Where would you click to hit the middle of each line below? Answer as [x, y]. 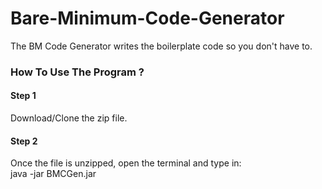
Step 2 [24, 141]
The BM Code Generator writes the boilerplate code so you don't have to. [161, 46]
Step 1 [23, 96]
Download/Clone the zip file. [69, 118]
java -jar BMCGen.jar [53, 174]
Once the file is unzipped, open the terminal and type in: [126, 163]
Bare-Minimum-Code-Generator [147, 18]
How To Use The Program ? [77, 72]
